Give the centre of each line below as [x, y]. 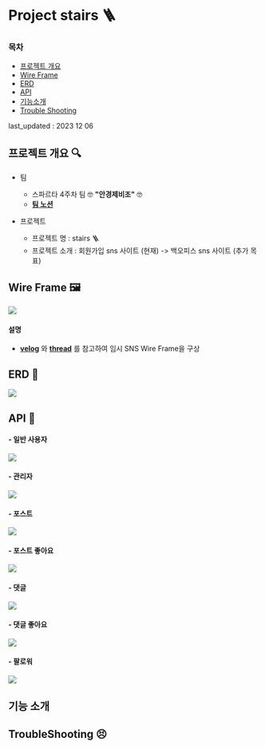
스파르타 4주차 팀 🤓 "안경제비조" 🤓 [87, 194]
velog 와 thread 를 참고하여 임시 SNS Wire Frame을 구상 [110, 349]
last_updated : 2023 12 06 [51, 126]
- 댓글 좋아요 [28, 624]
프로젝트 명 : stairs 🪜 [65, 238]
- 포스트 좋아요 [31, 550]
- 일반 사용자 [28, 439]
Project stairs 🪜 [62, 16]
